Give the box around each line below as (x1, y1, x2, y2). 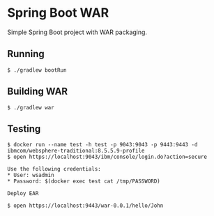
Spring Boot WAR (7, 5, 109, 21)
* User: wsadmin (7, 172, 54, 179)
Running (7, 48, 45, 60)
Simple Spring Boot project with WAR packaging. (7, 28, 148, 36)
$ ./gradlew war (7, 104, 54, 111)
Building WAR (7, 86, 68, 98)
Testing (7, 123, 41, 134)
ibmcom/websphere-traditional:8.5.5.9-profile (7, 148, 145, 155)
